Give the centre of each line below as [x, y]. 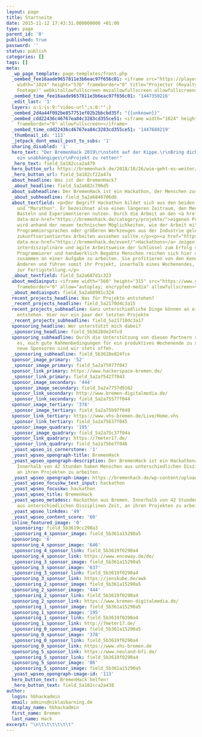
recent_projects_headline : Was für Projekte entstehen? [83, 298]
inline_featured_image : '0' [47, 523]
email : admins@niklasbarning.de [52, 702]
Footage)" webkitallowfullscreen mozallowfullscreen [84, 91]
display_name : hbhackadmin [45, 708]
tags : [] [17, 62]
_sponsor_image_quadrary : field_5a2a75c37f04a [71, 433]
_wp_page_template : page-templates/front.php [70, 74]
